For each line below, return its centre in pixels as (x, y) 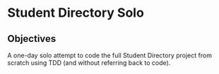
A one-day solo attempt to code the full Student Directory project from (109, 55)
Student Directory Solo (76, 13)
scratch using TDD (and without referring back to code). (89, 63)
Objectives (32, 39)
